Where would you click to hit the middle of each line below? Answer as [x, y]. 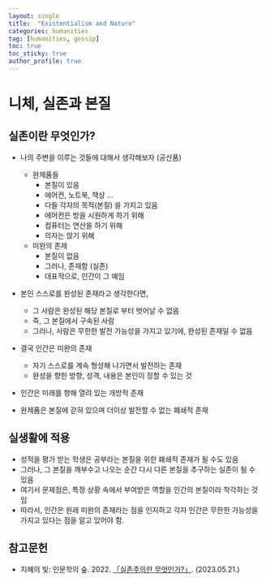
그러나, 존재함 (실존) [76, 265]
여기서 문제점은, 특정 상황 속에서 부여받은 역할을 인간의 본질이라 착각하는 [135, 489]
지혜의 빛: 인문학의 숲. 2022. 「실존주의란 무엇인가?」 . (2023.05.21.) [130, 569]
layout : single [34, 16]
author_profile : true [45, 62]
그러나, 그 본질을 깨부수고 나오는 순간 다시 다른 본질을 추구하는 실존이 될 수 [138, 469]
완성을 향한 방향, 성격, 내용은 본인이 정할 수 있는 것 [112, 375]
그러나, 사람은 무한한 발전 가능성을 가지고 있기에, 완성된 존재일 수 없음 [142, 330]
